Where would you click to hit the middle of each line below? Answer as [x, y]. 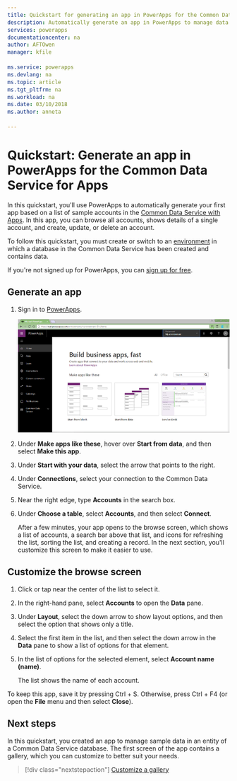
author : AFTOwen [31, 45]
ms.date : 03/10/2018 [38, 105]
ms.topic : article [34, 82]
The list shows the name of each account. [78, 680]
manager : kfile [30, 52]
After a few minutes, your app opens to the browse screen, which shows [123, 527]
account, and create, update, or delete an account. [81, 227]
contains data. [28, 256]
